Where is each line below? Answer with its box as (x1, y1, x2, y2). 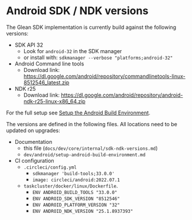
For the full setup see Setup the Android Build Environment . (6, 109, 151, 116)
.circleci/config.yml (23, 164, 77, 170)
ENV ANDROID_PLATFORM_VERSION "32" (32, 202, 120, 208)
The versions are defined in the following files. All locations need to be (6, 120, 177, 127)
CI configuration (14, 157, 54, 164)
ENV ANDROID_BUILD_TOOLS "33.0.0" (32, 189, 118, 195)
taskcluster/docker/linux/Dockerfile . (23, 182, 118, 189)
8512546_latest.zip (23, 78, 70, 86)
